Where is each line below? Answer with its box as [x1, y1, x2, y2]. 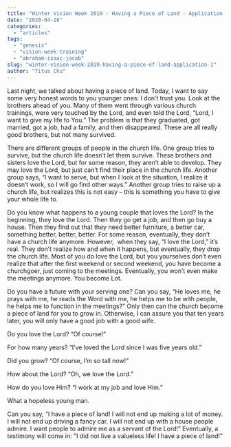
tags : [7, 36, 23, 43]
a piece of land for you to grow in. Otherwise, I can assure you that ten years [7, 309, 224, 317]
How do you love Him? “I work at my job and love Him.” [7, 383, 163, 391]
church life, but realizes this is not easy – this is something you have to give [7, 187, 221, 196]
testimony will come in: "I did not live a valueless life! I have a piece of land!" [7, 431, 223, 440]
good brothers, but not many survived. [7, 130, 116, 138]
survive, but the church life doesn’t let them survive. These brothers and [7, 151, 212, 159]
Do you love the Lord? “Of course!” [7, 329, 107, 338]
